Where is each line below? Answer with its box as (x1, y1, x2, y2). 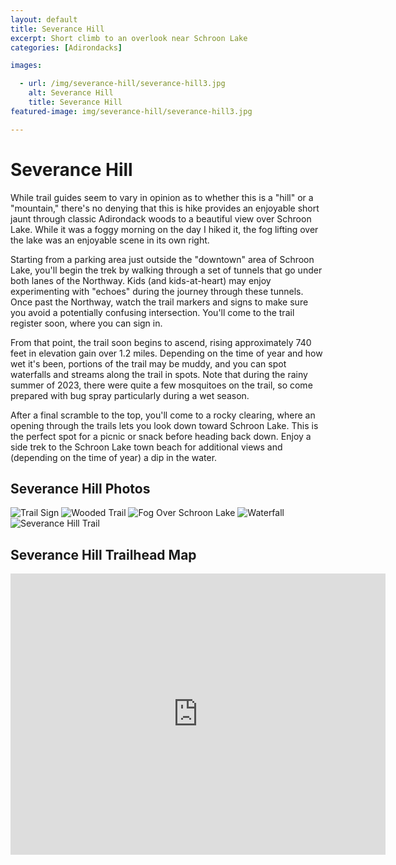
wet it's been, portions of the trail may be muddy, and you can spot (10, 357, 287, 370)
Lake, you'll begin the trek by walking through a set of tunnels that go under (10, 264, 323, 276)
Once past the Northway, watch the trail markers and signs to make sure (10, 296, 309, 308)
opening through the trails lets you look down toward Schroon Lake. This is (10, 419, 319, 431)
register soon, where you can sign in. (10, 317, 163, 329)
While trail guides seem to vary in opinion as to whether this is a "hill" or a (10, 191, 314, 203)
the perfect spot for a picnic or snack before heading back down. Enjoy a (10, 430, 312, 442)
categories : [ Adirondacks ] (10, 42, 123, 53)
